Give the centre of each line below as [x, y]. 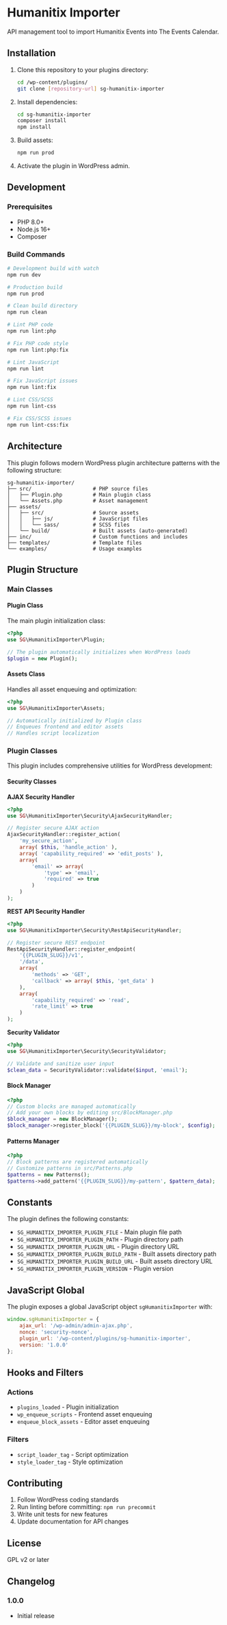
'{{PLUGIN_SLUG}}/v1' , [52, 956]
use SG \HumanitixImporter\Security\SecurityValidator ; [87, 1051]
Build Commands [36, 254]
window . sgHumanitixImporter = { [53, 1319]
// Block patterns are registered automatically [78, 1162]
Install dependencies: [47, 102]
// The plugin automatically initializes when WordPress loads [99, 652]
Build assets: [35, 140]
